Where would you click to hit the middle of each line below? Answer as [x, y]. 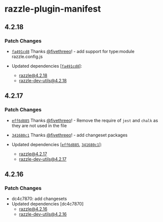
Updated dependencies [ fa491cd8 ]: [47, 66]
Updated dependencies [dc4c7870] [48, 204]
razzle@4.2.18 [33, 75]
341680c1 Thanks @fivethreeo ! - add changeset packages [70, 135]
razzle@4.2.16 [33, 209]
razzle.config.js [27, 56]
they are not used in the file [39, 126]
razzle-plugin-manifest [53, 9]
